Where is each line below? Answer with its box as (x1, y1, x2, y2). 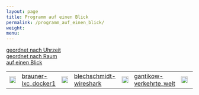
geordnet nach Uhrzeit (6, 46, 61, 53)
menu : (6, 30, 20, 36)
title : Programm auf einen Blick (6, 14, 89, 20)
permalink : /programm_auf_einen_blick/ (6, 19, 105, 25)
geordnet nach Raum (6, 53, 57, 60)
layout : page (6, 8, 38, 15)
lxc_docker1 (21, 80, 56, 88)
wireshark (73, 80, 102, 88)
